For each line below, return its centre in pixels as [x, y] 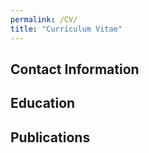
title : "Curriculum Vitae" [66, 29]
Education [43, 103]
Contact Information [75, 69]
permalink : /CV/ [44, 19]
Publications [50, 137]
